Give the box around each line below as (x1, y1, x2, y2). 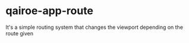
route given (5, 29, 34, 37)
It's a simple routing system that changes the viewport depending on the (5, 24, 184, 31)
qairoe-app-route (5, 4, 93, 18)
